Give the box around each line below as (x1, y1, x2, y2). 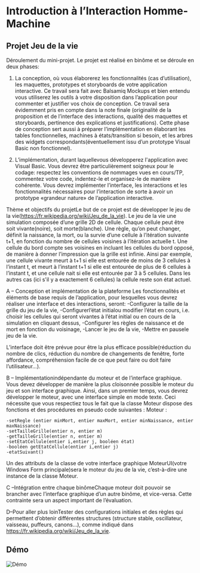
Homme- (143, 4, 188, 18)
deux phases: (6, 63, 40, 70)
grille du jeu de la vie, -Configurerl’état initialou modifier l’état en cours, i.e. (6, 307, 190, 314)
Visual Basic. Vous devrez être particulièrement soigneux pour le (14, 163, 174, 169)
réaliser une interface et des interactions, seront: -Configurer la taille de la (6, 301, 189, 307)
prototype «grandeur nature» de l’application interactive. (14, 195, 154, 201)
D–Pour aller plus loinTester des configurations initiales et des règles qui (6, 508, 183, 516)
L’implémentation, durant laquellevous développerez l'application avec (14, 156, 189, 163)
